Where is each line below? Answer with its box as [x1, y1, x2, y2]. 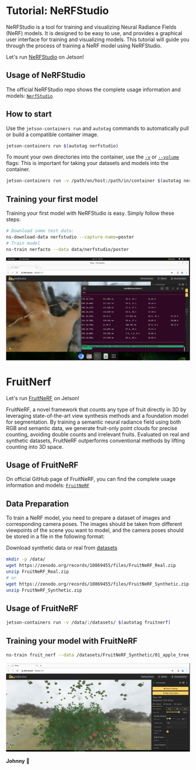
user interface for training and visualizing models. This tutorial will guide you [6, 36, 190, 43]
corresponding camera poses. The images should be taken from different [6, 521, 183, 528]
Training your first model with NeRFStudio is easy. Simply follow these [6, 209, 174, 217]
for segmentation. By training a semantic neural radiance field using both [6, 418, 181, 425]
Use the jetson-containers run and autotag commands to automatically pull [6, 125, 189, 132]
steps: [6, 216, 21, 223]
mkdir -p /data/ [6, 556, 45, 562]
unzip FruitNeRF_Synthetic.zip [6, 587, 82, 593]
